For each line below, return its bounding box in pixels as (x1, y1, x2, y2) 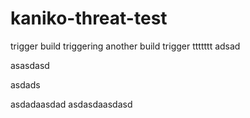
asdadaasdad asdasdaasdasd (10, 98, 133, 110)
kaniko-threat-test (10, 7, 168, 30)
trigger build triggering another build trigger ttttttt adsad (10, 40, 241, 52)
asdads (10, 78, 41, 91)
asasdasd (10, 59, 50, 71)
